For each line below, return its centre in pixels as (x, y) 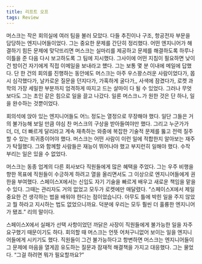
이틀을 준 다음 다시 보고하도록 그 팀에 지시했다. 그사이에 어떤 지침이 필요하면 (95, 58)
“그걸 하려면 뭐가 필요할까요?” (49, 254)
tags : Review (23, 17)
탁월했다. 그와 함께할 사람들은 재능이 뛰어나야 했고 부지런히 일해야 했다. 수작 (101, 146)
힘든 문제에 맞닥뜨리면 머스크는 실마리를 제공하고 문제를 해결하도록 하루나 (108, 50)
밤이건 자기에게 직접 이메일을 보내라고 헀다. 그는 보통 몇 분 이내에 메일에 (96, 65)
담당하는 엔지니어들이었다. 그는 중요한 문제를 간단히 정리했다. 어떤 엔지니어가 (96, 43)
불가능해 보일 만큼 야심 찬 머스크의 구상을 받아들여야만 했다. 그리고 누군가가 (101, 124)
